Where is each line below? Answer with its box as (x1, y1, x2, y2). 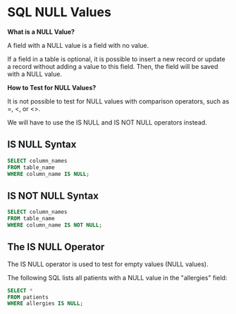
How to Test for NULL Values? (7, 83, 97, 92)
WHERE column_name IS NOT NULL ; (7, 221, 102, 229)
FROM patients (7, 294, 49, 301)
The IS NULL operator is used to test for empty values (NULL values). (7, 260, 209, 268)
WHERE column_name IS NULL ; (7, 170, 90, 177)
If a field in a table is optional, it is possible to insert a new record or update (7, 54, 225, 63)
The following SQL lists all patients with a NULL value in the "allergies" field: (7, 273, 228, 282)
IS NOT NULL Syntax (7, 189, 99, 201)
